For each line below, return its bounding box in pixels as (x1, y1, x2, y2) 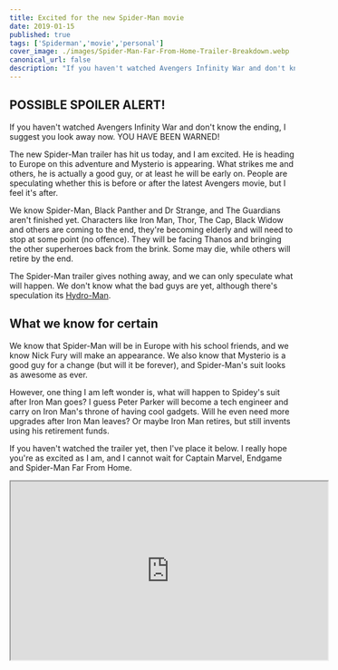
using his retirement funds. (9, 425, 111, 436)
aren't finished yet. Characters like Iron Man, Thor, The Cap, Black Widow (9, 214, 284, 225)
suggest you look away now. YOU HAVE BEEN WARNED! (9, 131, 220, 141)
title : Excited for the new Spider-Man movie (9, 13, 184, 23)
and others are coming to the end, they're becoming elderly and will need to (9, 224, 293, 235)
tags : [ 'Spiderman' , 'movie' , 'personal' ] (9, 38, 165, 48)
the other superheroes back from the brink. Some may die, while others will (9, 243, 291, 254)
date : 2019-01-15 (9, 22, 75, 31)
